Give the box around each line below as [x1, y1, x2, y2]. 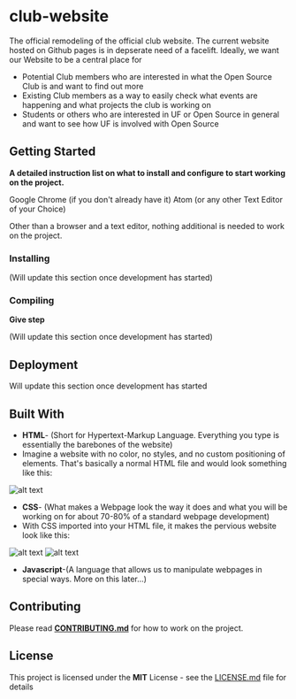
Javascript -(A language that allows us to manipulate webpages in [21, 564, 262, 574]
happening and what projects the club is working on [21, 99, 212, 110]
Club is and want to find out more [21, 81, 144, 91]
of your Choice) [9, 204, 66, 214]
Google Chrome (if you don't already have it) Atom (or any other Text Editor [9, 194, 283, 204]
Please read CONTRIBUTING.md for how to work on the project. [9, 622, 244, 634]
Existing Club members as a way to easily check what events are [21, 90, 258, 101]
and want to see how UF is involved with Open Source [21, 118, 219, 129]
